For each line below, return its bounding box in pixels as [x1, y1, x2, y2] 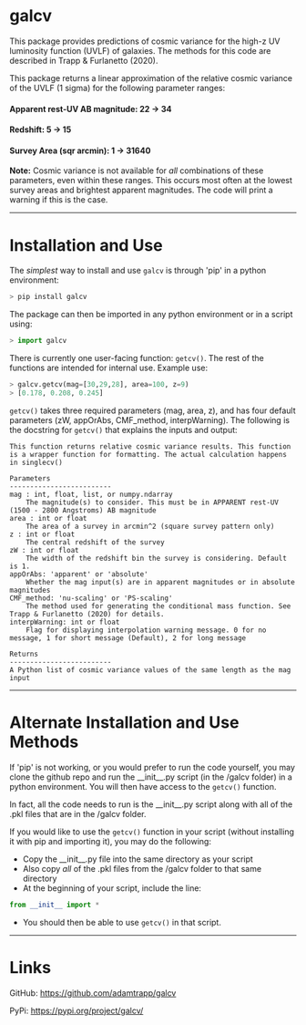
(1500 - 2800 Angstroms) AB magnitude [9, 505, 157, 515]
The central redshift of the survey [25, 537, 166, 547]
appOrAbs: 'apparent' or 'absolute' [9, 569, 148, 579]
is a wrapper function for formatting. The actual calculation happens [9, 450, 287, 459]
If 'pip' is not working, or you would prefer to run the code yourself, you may [9, 761, 296, 772]
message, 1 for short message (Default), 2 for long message [9, 633, 247, 643]
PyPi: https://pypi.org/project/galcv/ [9, 1005, 144, 1016]
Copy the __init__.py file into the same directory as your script [22, 854, 253, 865]
